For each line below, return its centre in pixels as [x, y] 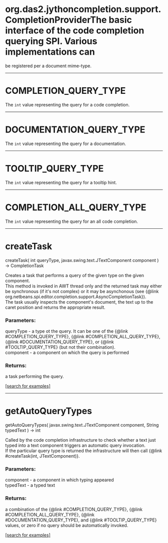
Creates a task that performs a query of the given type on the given [74, 275]
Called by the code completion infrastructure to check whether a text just [80, 440]
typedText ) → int [23, 431]
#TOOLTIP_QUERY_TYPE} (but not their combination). [60, 347]
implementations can [50, 52]
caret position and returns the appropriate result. [55, 307]
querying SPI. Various [51, 41]
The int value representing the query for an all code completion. [72, 221]
